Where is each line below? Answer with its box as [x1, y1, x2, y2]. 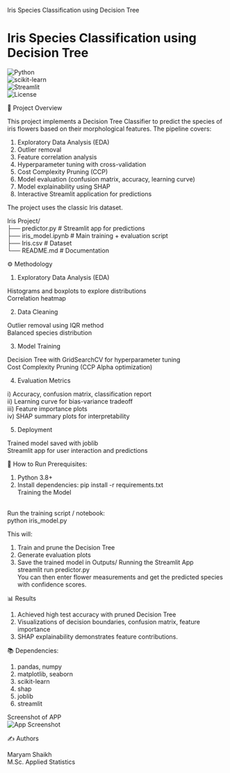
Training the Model [17, 488, 72, 496]
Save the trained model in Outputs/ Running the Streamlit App [17, 558, 194, 566]
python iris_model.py [7, 516, 67, 525]
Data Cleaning [17, 308, 58, 316]
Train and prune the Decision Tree [17, 543, 115, 552]
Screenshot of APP [7, 712, 62, 721]
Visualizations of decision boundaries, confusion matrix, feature [17, 617, 200, 625]
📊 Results [7, 594, 37, 603]
